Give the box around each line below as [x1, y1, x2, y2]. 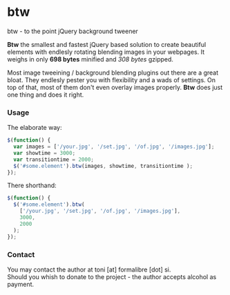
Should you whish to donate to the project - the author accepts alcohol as [7, 272, 217, 280]
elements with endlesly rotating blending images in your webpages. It [7, 48, 205, 56]
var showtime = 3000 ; [13, 149, 76, 156]
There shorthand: [7, 181, 57, 190]
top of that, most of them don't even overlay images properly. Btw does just [7, 83, 223, 91]
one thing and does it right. [7, 91, 84, 99]
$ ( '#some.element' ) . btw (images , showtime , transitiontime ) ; [13, 162, 193, 169]
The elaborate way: [7, 124, 62, 132]
